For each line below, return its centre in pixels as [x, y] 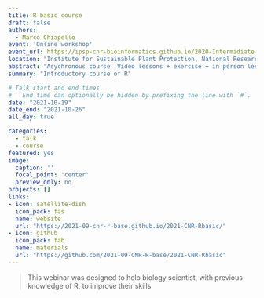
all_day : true [31, 117]
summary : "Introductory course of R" [70, 74]
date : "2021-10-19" [40, 103]
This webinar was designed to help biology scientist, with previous [135, 277]
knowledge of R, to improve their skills [89, 285]
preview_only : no [44, 182]
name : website [38, 219]
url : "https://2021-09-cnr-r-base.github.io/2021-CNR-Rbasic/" [121, 226]
